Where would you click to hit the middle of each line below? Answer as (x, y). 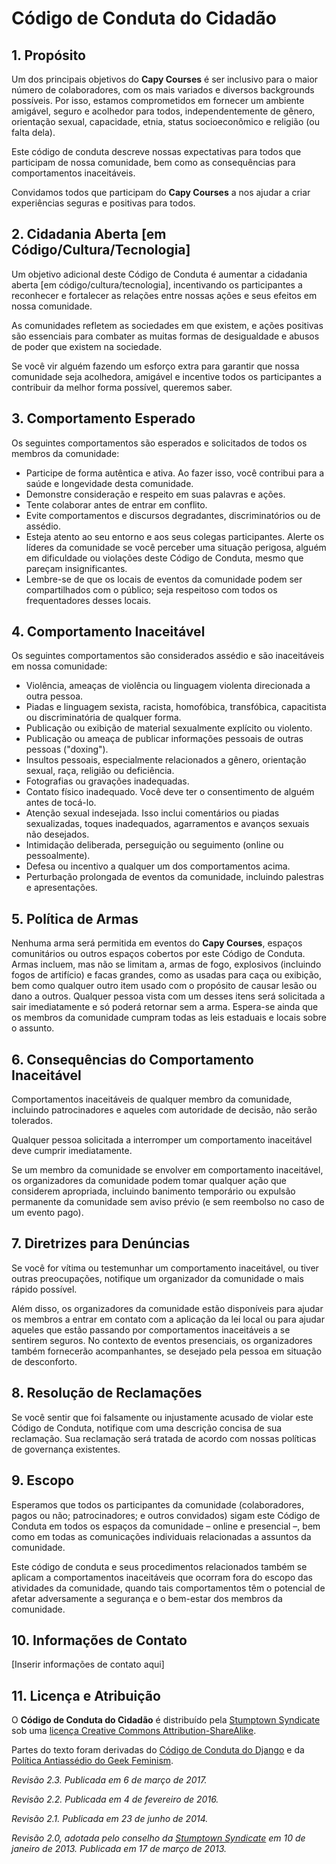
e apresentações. (61, 888)
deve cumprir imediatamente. (72, 1151)
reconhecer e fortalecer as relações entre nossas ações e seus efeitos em (164, 295)
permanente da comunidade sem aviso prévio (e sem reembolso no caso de (168, 1202)
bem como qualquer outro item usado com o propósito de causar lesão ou (164, 986)
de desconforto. (44, 1361)
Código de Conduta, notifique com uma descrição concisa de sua (147, 1428)
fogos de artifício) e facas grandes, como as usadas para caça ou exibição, (166, 975)
